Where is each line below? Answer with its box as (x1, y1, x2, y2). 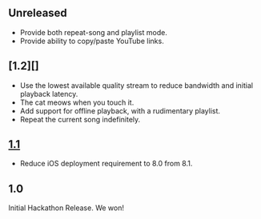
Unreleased (8, 6, 68, 20)
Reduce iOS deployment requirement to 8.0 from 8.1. (19, 159, 193, 169)
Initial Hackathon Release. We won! (8, 203, 124, 213)
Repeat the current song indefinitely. (19, 114, 141, 124)
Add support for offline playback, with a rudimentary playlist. (19, 106, 221, 115)
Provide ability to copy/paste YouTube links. (19, 36, 164, 46)
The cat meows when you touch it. (19, 98, 135, 107)
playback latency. (19, 89, 78, 98)
